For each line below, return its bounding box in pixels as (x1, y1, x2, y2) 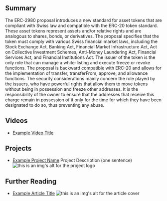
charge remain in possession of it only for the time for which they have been (5, 97, 162, 103)
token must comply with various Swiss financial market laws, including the (5, 38, 158, 44)
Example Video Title (12, 130, 54, 136)
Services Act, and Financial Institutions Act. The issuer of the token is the (5, 54, 156, 60)
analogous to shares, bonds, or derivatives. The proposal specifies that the (5, 33, 160, 39)
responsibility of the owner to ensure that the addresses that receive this (5, 91, 155, 97)
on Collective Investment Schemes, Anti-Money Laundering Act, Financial (5, 49, 157, 55)
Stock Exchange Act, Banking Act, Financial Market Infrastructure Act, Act (5, 43, 157, 49)
